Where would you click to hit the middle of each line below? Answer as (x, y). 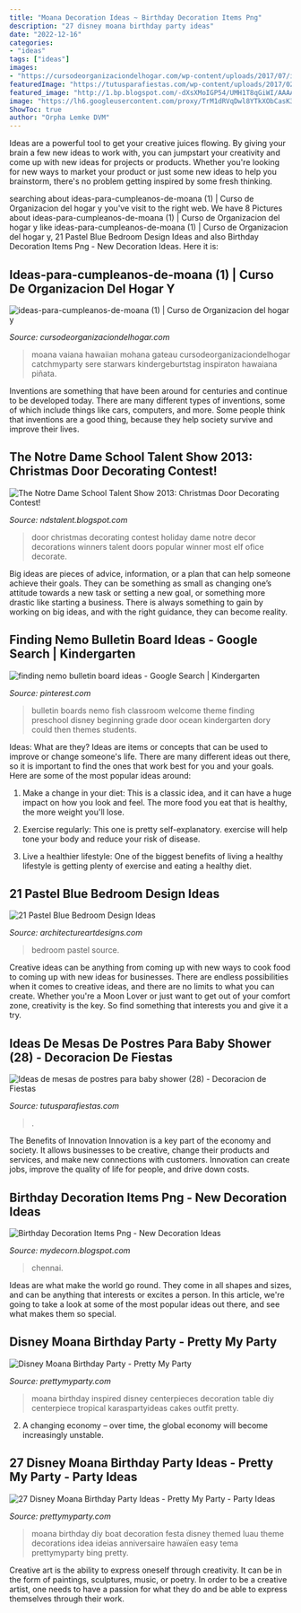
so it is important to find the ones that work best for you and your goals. (142, 766)
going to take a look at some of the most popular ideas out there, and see (145, 1304)
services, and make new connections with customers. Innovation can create (150, 1160)
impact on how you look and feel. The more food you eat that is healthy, (155, 802)
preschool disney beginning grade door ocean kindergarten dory (151, 719)
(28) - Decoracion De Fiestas (91, 1057)
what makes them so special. (63, 1314)
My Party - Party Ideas (73, 1477)
